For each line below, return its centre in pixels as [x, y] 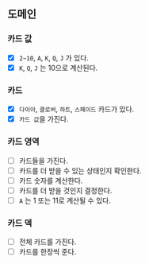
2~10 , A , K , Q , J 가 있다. [53, 57]
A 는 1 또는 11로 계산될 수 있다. [65, 200]
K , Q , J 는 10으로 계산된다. [58, 68]
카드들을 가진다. [43, 161]
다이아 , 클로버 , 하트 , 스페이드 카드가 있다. [76, 109]
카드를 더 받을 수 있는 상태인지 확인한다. [80, 170]
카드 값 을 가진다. [44, 119]
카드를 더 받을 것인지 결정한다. [65, 190]
